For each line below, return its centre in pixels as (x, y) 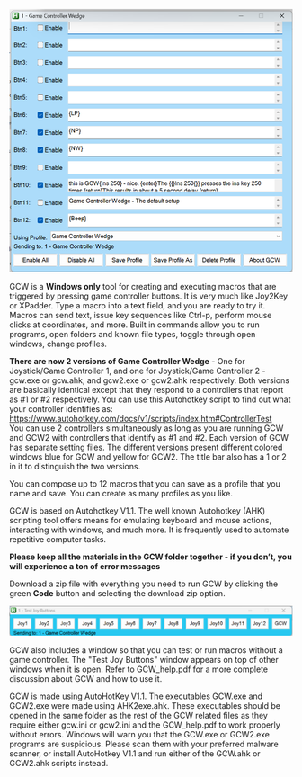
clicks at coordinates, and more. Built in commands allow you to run (134, 325)
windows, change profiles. (58, 344)
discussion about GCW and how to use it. (86, 679)
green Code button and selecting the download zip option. (118, 593)
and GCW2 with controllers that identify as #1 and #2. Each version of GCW (149, 437)
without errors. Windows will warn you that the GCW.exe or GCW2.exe (139, 735)
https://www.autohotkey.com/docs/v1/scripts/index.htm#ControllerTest (141, 418)
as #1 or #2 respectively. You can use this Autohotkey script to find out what (150, 399)
